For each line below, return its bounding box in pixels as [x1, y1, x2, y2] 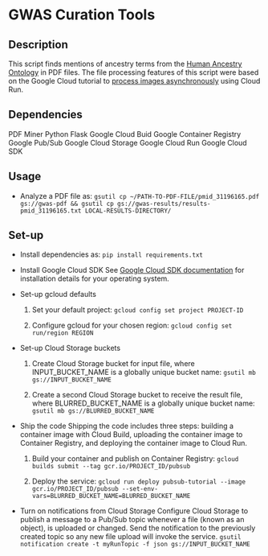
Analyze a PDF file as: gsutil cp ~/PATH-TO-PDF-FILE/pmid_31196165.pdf [19, 191, 260, 200]
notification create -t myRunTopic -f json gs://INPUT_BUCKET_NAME [19, 541, 250, 549]
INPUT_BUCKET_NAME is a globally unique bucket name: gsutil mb [31, 368, 257, 377]
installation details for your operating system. [19, 274, 170, 283]
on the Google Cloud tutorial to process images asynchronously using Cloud [8, 76, 261, 85]
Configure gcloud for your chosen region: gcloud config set [31, 320, 233, 331]
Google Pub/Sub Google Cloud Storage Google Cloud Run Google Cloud [8, 138, 247, 147]
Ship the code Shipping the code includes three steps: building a [19, 421, 234, 431]
